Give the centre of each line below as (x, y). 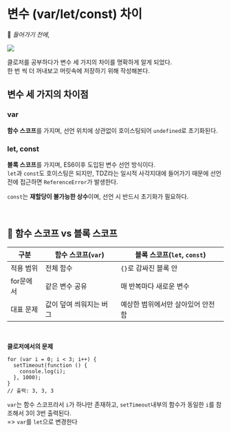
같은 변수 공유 (66, 286)
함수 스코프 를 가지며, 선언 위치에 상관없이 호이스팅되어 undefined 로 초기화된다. (112, 130)
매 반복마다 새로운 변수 (155, 286)
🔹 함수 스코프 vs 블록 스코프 (63, 234)
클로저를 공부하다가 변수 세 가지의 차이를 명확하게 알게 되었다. (90, 62)
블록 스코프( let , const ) (170, 254)
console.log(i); (43, 371)
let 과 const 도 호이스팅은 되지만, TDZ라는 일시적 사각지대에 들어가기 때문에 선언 (114, 173)
